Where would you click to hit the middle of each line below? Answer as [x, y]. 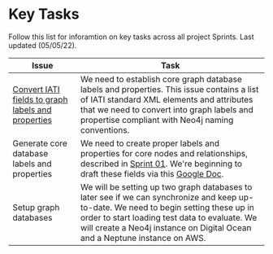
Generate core [40, 143]
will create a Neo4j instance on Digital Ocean [166, 227]
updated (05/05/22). [43, 45]
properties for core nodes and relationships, [164, 153]
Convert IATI [36, 89]
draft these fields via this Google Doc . [152, 173]
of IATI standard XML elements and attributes [167, 99]
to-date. [96, 207]
